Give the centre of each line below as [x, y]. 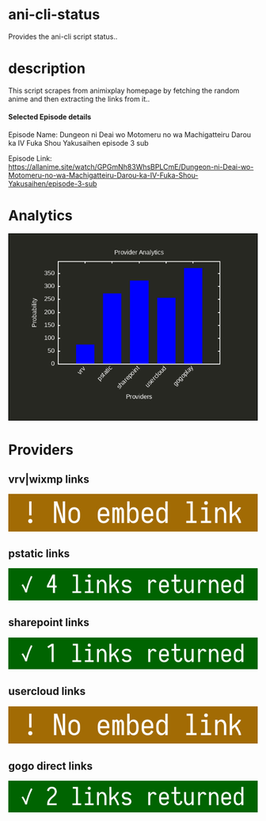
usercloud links [47, 691]
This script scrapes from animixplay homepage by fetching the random [124, 90]
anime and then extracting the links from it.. [79, 99]
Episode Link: [30, 158]
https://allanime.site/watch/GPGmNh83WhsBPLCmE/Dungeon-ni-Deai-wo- [131, 167]
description [47, 69]
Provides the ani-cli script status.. [63, 36]
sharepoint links [49, 622]
